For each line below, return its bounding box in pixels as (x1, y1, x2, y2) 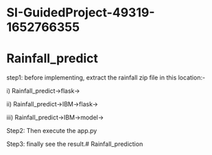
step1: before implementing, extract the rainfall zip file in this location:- (6, 73, 206, 82)
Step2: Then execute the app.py (6, 127, 97, 135)
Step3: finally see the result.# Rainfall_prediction (6, 140, 143, 148)
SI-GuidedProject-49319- (6, 5, 155, 21)
